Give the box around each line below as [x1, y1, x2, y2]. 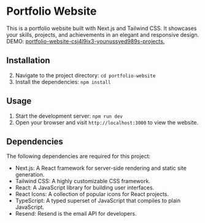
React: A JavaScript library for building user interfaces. [15, 184, 155, 191]
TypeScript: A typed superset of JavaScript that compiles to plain [15, 197, 181, 205]
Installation [6, 55, 50, 66]
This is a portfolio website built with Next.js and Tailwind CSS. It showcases [6, 25, 197, 32]
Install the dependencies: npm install [15, 78, 111, 85]
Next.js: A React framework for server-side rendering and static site [15, 164, 187, 172]
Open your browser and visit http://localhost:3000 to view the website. [15, 118, 199, 126]
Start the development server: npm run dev [15, 112, 123, 119]
